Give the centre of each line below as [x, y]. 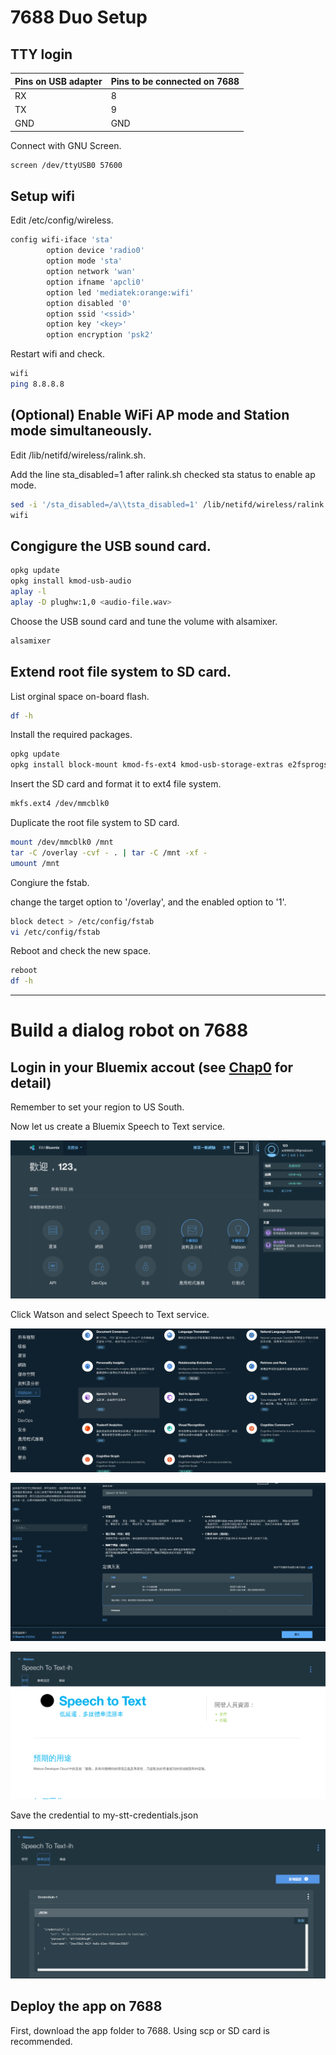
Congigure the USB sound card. [111, 546]
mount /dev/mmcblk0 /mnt [62, 842]
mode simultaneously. [81, 431]
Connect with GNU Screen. [66, 145]
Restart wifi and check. [58, 354]
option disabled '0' [89, 303]
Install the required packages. [71, 735]
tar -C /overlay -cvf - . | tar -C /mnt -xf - [109, 852]
